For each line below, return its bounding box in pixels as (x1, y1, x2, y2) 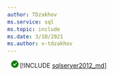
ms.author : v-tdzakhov (7, 40, 73, 48)
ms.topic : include (7, 26, 60, 32)
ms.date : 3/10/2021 (7, 33, 64, 40)
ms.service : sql (7, 18, 54, 26)
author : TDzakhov (7, 11, 58, 18)
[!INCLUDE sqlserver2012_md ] (19, 61, 107, 70)
